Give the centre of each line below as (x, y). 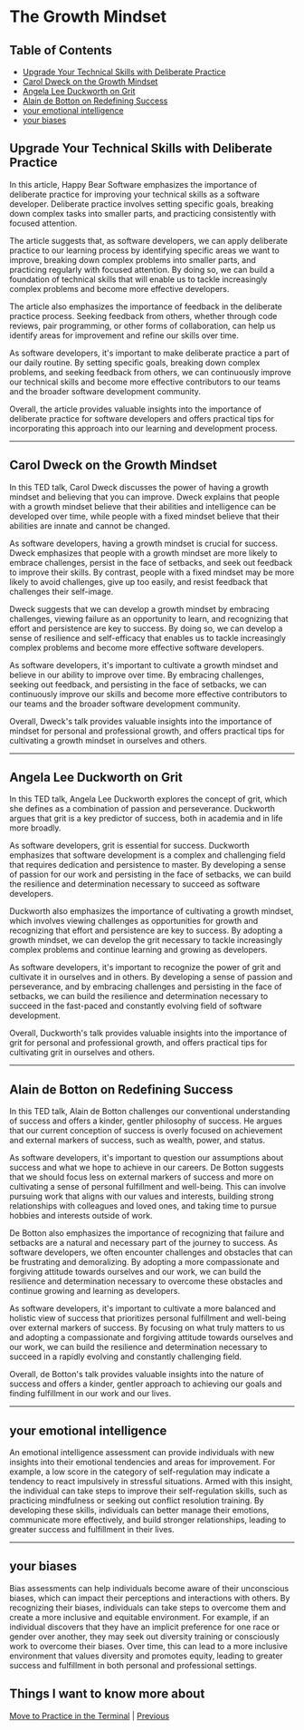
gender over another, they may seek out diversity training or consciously (145, 1636)
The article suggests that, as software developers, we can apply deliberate (148, 240)
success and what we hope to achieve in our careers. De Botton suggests (147, 1168)
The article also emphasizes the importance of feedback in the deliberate (146, 306)
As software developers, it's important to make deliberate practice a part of (150, 353)
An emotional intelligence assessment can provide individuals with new (142, 1453)
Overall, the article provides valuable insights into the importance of (136, 409)
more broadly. (35, 828)
